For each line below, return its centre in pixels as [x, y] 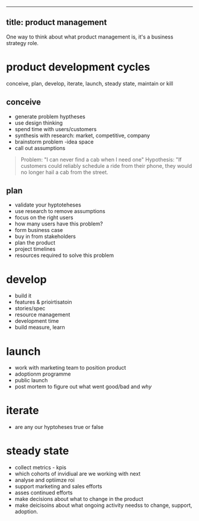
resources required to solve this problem [64, 255]
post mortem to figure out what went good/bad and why [83, 387]
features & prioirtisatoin [43, 302]
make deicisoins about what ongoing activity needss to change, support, [103, 506]
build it [23, 296]
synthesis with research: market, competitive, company [82, 135]
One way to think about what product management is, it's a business [90, 37]
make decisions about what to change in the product [79, 499]
